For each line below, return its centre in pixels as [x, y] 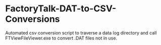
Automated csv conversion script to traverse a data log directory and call [81, 33]
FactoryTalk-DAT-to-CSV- [61, 9]
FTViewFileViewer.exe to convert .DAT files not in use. [61, 38]
